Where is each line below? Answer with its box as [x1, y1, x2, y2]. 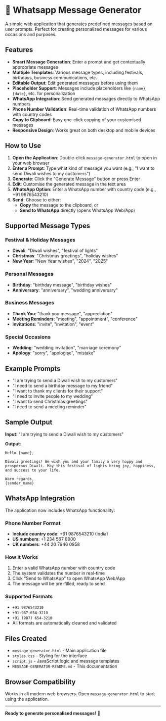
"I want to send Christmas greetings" [12, 398, 88, 404]
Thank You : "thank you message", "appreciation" [12, 310, 113, 316]
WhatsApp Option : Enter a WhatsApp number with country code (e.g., [12, 186, 157, 192]
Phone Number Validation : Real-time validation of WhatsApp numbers [12, 106, 157, 112]
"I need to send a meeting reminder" [12, 403, 87, 410]
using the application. [5, 696, 49, 702]
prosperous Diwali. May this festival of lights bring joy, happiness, [5, 463, 156, 468]
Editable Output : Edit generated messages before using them [12, 80, 138, 86]
